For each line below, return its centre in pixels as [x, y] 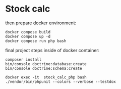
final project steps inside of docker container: [52, 50]
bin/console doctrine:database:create [46, 64]
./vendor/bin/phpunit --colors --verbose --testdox [60, 81]
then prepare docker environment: [41, 23]
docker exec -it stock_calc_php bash [46, 77]
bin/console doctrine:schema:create [44, 68]
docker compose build [28, 32]
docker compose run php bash [36, 41]
